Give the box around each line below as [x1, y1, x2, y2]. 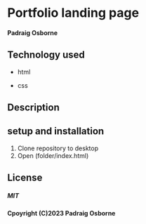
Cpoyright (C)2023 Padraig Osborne [7, 209, 116, 218]
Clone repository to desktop [17, 144, 99, 152]
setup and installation [7, 125, 105, 138]
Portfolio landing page [7, 5, 139, 21]
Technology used [7, 49, 86, 61]
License [7, 172, 43, 184]
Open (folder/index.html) [17, 151, 89, 159]
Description [7, 101, 60, 113]
